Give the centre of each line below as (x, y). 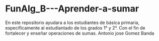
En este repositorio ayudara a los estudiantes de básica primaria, (72, 22)
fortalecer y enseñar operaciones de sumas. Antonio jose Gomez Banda (80, 33)
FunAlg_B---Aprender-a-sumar (72, 9)
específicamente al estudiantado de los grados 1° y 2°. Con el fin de (75, 27)
